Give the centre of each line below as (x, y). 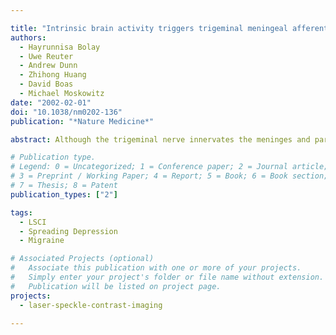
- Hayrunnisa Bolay (60, 47)
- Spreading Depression (68, 231)
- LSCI (33, 222)
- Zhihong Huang (53, 75)
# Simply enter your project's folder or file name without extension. (167, 277)
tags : (21, 212)
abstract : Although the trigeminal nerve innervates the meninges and (160, 139)
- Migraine (42, 241)
